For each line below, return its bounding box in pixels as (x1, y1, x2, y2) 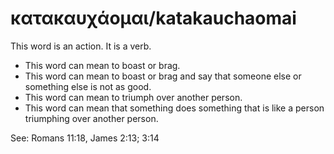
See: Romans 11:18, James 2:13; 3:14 (10, 132, 160, 144)
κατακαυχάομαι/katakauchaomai (10, 7, 297, 30)
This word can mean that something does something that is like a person (24, 102, 325, 114)
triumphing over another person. (24, 112, 159, 124)
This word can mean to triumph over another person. (24, 91, 243, 103)
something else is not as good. (24, 80, 152, 92)
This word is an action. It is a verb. (10, 40, 152, 52)
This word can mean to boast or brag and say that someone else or (24, 70, 302, 82)
